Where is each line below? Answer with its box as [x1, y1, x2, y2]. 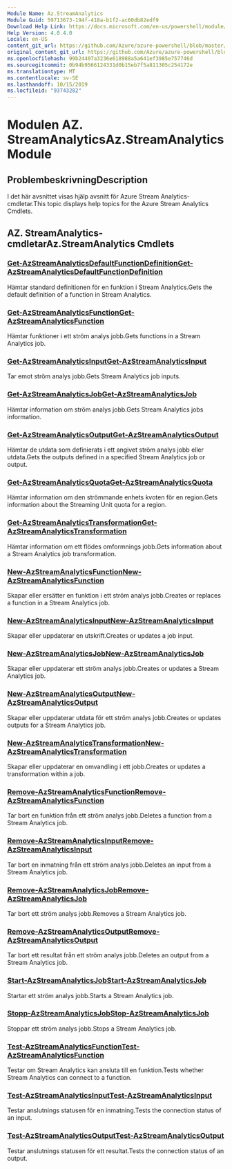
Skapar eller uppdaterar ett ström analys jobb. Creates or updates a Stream [7, 665, 220, 673]
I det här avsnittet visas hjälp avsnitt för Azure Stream [7, 192, 159, 201]
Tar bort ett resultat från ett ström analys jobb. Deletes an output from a [7, 951, 209, 959]
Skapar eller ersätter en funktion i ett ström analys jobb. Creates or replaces [7, 591, 221, 599]
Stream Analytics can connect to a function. [7, 1074, 133, 1082]
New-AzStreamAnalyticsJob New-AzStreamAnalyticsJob [7, 649, 204, 659]
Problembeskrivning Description [7, 174, 148, 185]
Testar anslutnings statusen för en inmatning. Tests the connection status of [7, 1106, 222, 1114]
